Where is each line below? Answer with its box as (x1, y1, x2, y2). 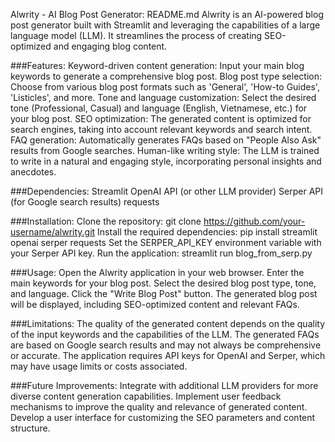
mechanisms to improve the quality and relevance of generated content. (10, 401, 308, 413)
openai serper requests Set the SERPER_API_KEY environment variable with (10, 237, 322, 248)
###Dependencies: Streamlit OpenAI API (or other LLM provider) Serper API (10, 185, 324, 197)
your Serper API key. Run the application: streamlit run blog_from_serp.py (10, 247, 313, 259)
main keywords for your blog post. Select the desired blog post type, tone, (10, 277, 317, 289)
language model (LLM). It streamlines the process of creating (10, 30, 263, 41)
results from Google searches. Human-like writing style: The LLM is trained (10, 145, 320, 156)
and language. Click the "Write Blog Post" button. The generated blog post (10, 288, 318, 299)
